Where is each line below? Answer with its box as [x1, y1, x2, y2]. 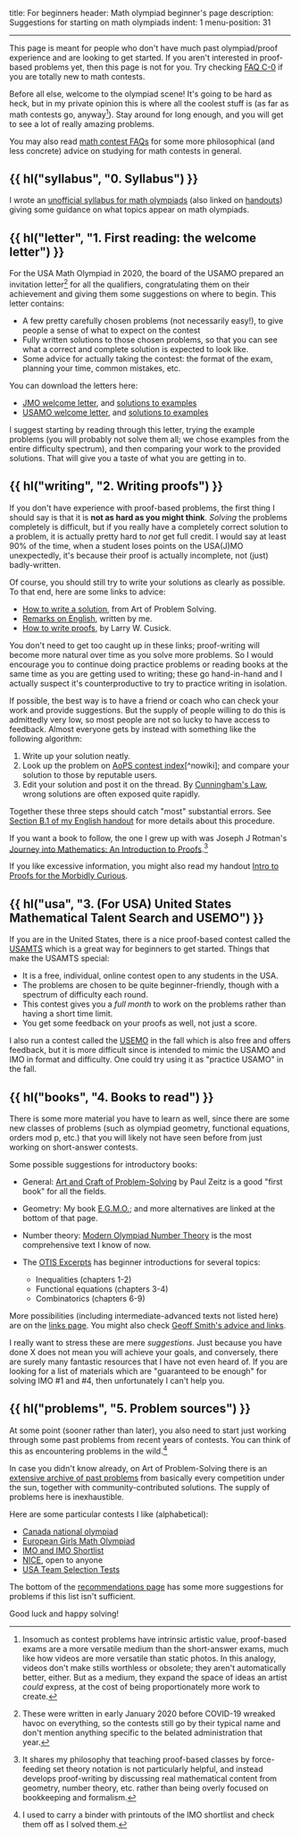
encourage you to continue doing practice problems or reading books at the [9, 659, 288, 670]
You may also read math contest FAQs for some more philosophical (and [9, 136, 275, 147]
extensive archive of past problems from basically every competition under [9, 1472, 286, 1483]
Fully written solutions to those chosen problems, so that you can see [21, 334, 279, 345]
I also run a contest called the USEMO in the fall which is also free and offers [9, 1035, 291, 1046]
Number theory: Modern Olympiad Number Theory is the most [21, 1230, 253, 1241]
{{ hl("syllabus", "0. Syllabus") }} [9, 172, 199, 187]
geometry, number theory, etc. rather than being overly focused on [21, 1783, 270, 1793]
